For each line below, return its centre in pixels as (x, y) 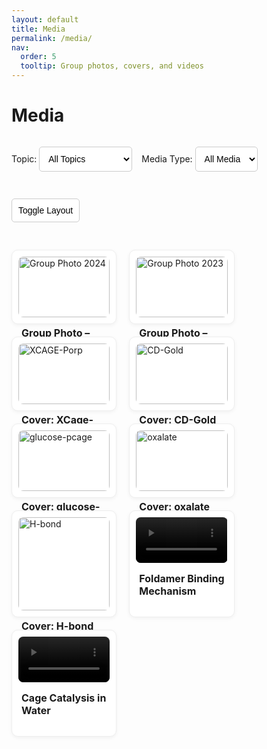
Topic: (24, 158)
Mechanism (168, 591)
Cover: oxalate (175, 506)
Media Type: (167, 158)
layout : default (45, 19)
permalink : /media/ (52, 38)
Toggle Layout (46, 210)
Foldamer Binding (182, 579)
